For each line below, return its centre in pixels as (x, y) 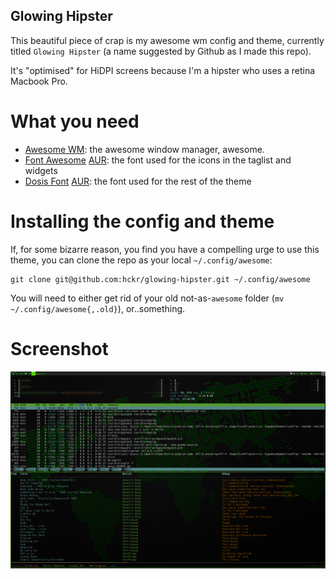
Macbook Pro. (39, 81)
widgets (41, 170)
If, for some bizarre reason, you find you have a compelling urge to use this (165, 249)
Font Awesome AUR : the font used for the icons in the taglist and (158, 160)
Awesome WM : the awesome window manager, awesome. (144, 149)
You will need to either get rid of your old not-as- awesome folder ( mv (147, 298)
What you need (75, 121)
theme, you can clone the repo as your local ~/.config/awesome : (141, 260)
